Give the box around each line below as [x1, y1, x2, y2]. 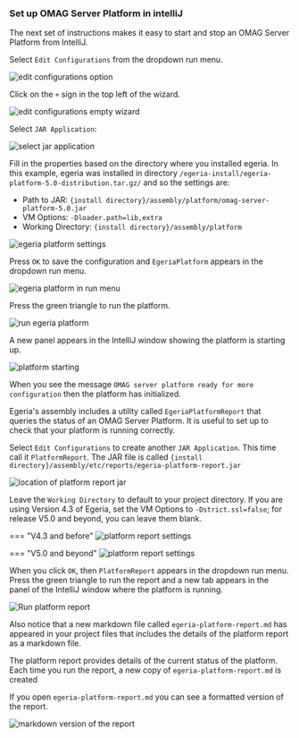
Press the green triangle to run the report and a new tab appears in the [9, 575, 270, 586]
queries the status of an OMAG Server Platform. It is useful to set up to [9, 415, 270, 427]
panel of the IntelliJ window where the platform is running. [9, 584, 223, 595]
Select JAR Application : [9, 123, 97, 134]
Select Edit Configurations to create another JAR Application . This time [9, 442, 277, 454]
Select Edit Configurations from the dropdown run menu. [9, 55, 223, 65]
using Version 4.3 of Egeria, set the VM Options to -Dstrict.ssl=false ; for [9, 504, 283, 514]
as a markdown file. [9, 638, 82, 649]
